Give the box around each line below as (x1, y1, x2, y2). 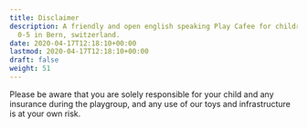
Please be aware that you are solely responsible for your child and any (9, 88, 274, 100)
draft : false (9, 55, 59, 64)
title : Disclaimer (9, 13, 79, 23)
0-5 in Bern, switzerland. (17, 30, 121, 39)
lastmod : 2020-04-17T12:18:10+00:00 (9, 47, 149, 56)
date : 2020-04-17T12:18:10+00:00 (9, 38, 137, 48)
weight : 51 (9, 64, 51, 74)
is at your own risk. (9, 108, 81, 119)
